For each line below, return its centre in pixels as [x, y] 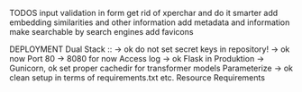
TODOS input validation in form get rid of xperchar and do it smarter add [144, 13]
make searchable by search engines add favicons [101, 32]
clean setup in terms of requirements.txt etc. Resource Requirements [137, 78]
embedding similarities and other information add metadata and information [150, 22]
